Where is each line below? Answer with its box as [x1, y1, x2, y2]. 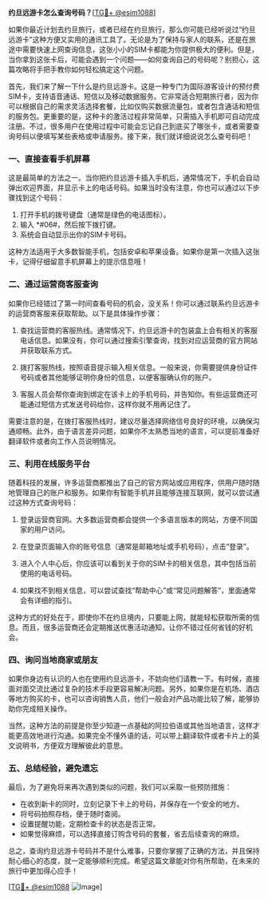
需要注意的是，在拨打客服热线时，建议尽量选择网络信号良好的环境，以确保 [8, 416, 253, 426]
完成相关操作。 [22, 704, 72, 714]
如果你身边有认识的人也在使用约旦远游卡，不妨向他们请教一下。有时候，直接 [8, 674, 260, 683]
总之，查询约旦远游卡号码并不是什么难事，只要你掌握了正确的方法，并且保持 [8, 846, 260, 856]
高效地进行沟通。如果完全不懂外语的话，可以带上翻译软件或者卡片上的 [22, 731, 253, 741]
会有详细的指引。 [19, 595, 77, 605]
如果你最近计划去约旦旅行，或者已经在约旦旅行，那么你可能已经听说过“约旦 [8, 25, 257, 34]
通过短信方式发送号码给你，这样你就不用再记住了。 [26, 399, 195, 409]
